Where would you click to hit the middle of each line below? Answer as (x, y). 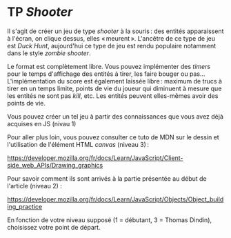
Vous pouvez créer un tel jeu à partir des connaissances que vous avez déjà (115, 116)
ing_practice (25, 206)
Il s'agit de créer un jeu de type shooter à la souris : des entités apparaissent (115, 31)
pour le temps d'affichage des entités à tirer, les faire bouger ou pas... (106, 74)
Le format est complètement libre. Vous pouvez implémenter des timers (109, 66)
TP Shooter (40, 12)
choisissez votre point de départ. (54, 227)
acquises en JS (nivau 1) (42, 123)
